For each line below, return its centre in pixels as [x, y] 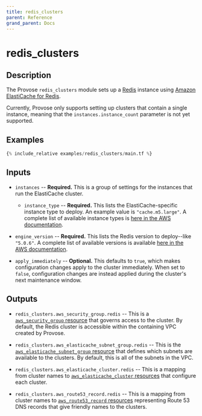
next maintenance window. [48, 280]
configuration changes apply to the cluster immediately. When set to [100, 267]
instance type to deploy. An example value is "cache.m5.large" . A [105, 212]
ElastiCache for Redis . [34, 96]
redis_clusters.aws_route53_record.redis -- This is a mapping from [100, 394]
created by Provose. [40, 333]
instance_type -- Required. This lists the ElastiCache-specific [101, 205]
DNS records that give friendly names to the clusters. [81, 406]
